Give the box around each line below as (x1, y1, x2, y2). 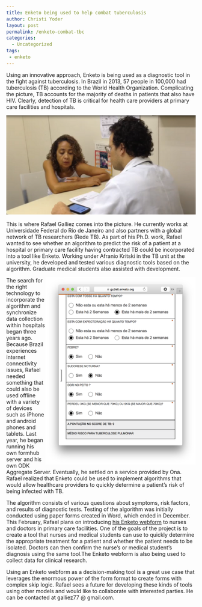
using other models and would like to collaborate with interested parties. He (6, 587, 194, 594)
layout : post (6, 22, 39, 28)
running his (6, 442, 34, 450)
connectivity (6, 359, 37, 367)
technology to (6, 289, 41, 297)
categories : (6, 35, 36, 41)
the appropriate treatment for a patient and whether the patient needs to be (6, 537, 193, 544)
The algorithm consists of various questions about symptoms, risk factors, (6, 499, 191, 506)
